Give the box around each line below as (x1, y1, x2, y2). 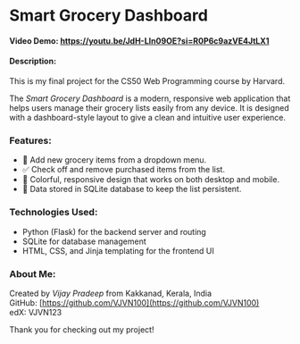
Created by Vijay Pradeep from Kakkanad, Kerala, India (9, 288, 212, 298)
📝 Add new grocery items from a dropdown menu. (21, 155, 207, 165)
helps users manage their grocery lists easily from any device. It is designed (9, 102, 290, 113)
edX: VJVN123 (9, 306, 62, 317)
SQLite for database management (21, 236, 146, 247)
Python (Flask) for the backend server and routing (21, 226, 207, 237)
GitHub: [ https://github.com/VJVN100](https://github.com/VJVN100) (9, 297, 260, 308)
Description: (9, 55, 56, 67)
